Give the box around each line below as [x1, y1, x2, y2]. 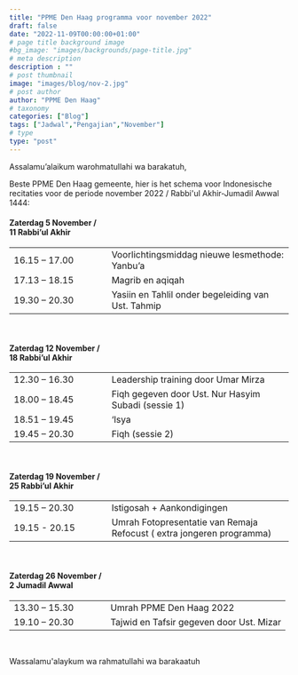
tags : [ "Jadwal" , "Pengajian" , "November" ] [9, 121, 165, 130]
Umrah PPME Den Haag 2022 [110, 601, 235, 614]
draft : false [9, 21, 58, 30]
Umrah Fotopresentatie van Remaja [111, 516, 259, 528]
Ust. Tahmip [111, 299, 161, 312]
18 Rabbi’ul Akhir [9, 352, 73, 362]
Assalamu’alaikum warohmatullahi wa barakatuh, [9, 161, 187, 171]
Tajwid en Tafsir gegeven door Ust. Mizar [110, 615, 282, 628]
